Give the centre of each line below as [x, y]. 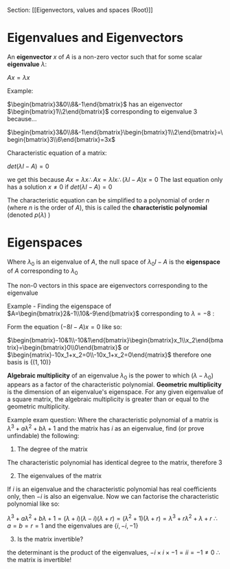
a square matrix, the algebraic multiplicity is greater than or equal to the [108, 400]
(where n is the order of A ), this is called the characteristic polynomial [107, 207]
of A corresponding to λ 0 [43, 271]
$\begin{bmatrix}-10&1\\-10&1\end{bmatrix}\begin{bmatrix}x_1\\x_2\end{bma [115, 340]
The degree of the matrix [52, 449]
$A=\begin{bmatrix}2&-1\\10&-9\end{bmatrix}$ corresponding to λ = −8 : [111, 313]
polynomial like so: [33, 504]
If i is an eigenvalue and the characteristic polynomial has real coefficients [112, 489]
